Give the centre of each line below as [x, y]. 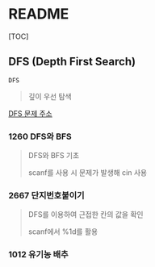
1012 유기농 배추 [38, 255]
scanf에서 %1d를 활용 [63, 232]
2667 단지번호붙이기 [46, 195]
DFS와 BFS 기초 [54, 156]
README [39, 14]
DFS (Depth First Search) [72, 62]
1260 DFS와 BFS [40, 136]
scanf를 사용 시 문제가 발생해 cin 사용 [88, 173]
